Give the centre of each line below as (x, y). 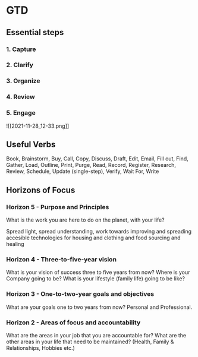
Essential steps (35, 32)
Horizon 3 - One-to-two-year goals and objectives (80, 294)
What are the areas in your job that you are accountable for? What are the (96, 335)
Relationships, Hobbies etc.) (41, 347)
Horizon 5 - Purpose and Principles (58, 207)
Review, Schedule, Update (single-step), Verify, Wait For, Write (83, 171)
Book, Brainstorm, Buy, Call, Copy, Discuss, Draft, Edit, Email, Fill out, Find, (97, 159)
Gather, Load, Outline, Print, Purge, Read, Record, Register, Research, (91, 165)
